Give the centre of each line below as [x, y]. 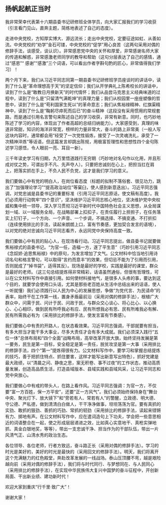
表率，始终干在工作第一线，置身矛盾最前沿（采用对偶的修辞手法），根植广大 [82, 296]
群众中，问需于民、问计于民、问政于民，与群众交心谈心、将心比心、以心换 [81, 302]
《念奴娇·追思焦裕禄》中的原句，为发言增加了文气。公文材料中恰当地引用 [80, 253]
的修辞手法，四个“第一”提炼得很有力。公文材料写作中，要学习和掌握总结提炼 [83, 350]
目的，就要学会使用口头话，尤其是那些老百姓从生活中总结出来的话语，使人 [85, 284]
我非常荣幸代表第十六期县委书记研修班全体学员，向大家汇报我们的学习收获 [81, 22]
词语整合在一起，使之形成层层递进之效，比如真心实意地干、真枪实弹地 [85, 422]
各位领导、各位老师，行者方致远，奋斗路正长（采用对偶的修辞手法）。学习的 [82, 445]
